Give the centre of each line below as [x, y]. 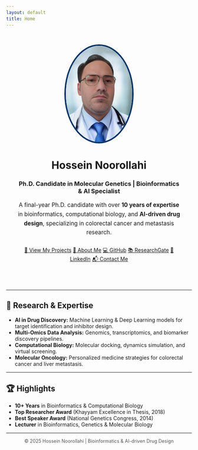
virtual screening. [36, 351]
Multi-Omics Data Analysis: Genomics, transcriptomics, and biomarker [101, 332]
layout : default [26, 12]
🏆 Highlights [31, 388]
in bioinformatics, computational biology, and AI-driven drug [99, 214]
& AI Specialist [99, 191]
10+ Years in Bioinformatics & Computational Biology [79, 406]
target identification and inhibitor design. [64, 326]
